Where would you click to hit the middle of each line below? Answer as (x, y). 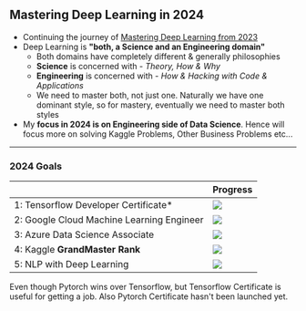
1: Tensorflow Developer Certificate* (93, 205)
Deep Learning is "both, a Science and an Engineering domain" (144, 47)
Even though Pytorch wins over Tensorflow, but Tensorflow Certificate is (145, 287)
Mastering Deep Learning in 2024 (107, 15)
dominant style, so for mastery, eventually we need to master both (160, 105)
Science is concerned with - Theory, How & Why (128, 66)
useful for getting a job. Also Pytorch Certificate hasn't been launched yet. (149, 296)
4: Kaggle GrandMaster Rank (77, 250)
